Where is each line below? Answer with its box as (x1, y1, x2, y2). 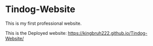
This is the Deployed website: (5, 30, 67, 36)
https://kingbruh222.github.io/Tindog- (67, 30, 148, 36)
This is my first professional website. (5, 20, 82, 26)
